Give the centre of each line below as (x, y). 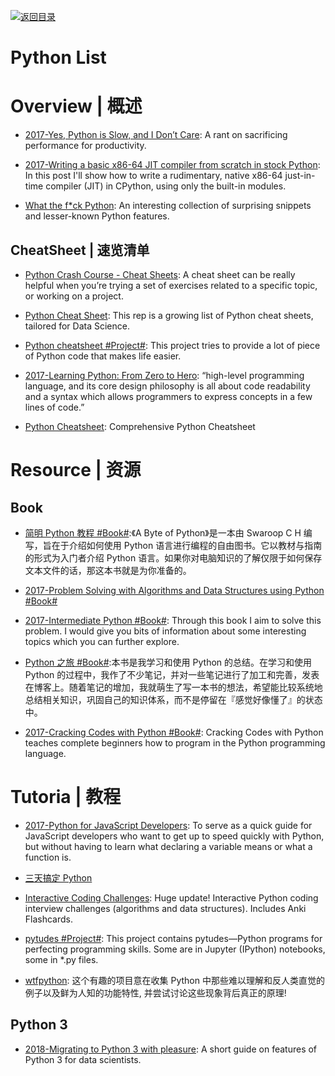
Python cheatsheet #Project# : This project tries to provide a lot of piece (172, 345)
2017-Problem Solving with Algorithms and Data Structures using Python (174, 590)
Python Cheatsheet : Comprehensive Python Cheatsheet (140, 426)
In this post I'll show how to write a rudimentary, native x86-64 (153, 176)
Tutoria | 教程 (66, 797)
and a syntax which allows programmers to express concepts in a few (168, 396)
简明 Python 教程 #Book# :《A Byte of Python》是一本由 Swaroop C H (163, 532)
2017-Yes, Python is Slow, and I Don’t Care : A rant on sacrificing (156, 135)
